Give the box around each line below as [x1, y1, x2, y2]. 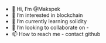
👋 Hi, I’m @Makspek [11, 6, 60, 12]
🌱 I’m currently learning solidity [11, 18, 87, 24]
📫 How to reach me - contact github [11, 31, 101, 37]
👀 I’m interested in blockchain [11, 12, 83, 19]
